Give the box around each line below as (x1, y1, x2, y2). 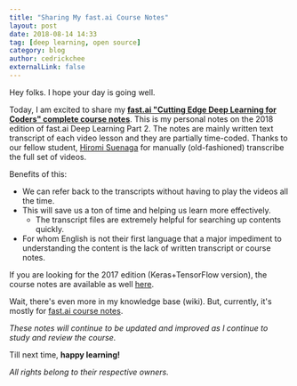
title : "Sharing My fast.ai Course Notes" (9, 12, 169, 22)
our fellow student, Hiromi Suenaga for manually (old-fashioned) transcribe (9, 141, 285, 152)
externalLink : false (9, 63, 86, 72)
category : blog (9, 46, 66, 55)
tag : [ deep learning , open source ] (9, 37, 141, 47)
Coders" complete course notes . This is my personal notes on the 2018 (9, 113, 274, 125)
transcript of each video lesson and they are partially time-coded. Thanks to (9, 133, 288, 143)
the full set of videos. (9, 151, 87, 162)
